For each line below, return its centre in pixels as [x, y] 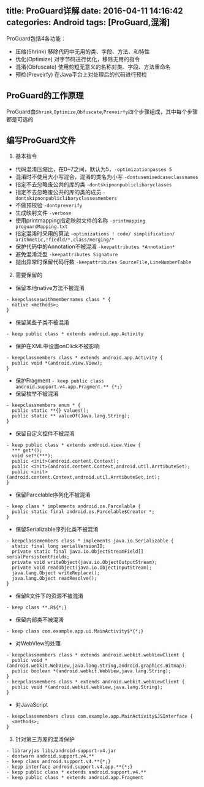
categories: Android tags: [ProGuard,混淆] [88, 22]
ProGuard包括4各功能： [36, 38]
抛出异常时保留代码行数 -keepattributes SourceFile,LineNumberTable [103, 262]
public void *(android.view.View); [57, 363]
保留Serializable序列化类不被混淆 [57, 530]
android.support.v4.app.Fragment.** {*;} [69, 387]
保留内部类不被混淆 [40, 620]
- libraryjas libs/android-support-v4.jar [61, 751]
